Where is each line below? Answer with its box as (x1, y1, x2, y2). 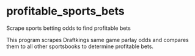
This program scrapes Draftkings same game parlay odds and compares (6, 36, 189, 43)
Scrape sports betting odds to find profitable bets (6, 24, 131, 32)
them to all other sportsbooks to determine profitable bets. (6, 43, 154, 50)
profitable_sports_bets (6, 4, 125, 18)
